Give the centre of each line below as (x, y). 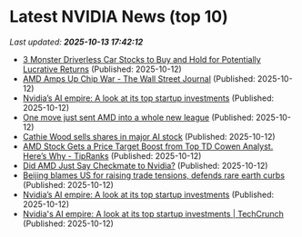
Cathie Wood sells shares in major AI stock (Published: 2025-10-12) (149, 136)
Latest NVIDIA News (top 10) (119, 17)
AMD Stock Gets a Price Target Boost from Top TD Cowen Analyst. (148, 146)
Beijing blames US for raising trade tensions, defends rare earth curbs (153, 175)
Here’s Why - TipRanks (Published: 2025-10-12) (112, 155)
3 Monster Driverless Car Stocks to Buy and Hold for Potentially (141, 59)
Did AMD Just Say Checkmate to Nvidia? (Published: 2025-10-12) (145, 165)
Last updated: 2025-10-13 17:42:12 (76, 42)
